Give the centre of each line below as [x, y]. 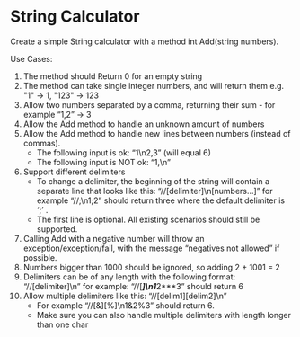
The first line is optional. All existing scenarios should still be [148, 219]
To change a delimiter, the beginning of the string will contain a [153, 181]
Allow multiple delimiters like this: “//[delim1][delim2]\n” [125, 296]
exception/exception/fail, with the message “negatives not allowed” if [151, 248]
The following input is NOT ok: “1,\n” [104, 162]
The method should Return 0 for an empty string [113, 76]
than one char [62, 324]
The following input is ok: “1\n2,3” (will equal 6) [124, 152]
